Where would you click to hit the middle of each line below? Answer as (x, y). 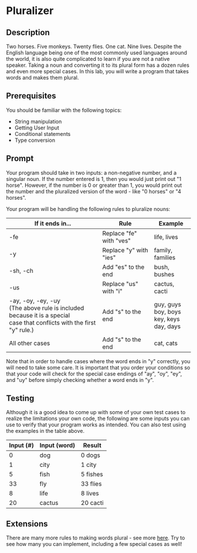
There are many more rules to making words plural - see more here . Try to (96, 538)
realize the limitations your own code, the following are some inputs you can (98, 419)
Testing (20, 399)
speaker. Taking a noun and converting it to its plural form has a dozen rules (98, 65)
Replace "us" (120, 284)
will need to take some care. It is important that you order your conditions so (98, 367)
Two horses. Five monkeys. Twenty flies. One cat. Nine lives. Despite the (94, 46)
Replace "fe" (120, 233)
